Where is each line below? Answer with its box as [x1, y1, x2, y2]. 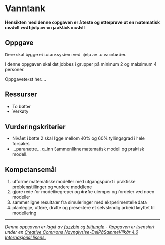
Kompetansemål [5, 165, 56, 174]
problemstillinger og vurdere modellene [12, 184, 92, 190]
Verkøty [12, 109, 28, 114]
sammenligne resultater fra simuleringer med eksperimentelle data [12, 199, 147, 205]
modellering [12, 210, 37, 216]
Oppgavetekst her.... [5, 76, 47, 82]
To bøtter [12, 103, 31, 109]
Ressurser [5, 90, 38, 99]
